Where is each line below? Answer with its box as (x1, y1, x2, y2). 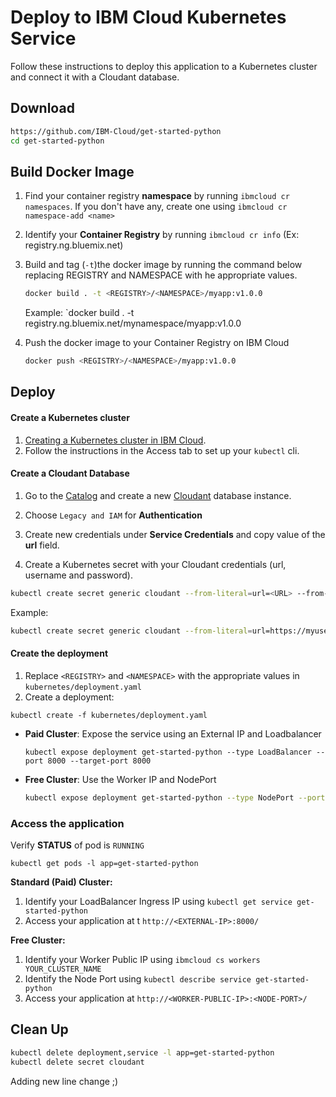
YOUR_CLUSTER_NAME (24, 964, 102, 974)
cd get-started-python (10, 136, 105, 146)
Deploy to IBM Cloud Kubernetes (10, 6, 287, 29)
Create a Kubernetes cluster (10, 412, 130, 424)
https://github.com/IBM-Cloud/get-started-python (10, 126, 222, 136)
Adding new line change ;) (10, 1075, 119, 1087)
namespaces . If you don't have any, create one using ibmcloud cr (24, 201, 288, 213)
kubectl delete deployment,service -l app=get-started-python (10, 1047, 275, 1058)
